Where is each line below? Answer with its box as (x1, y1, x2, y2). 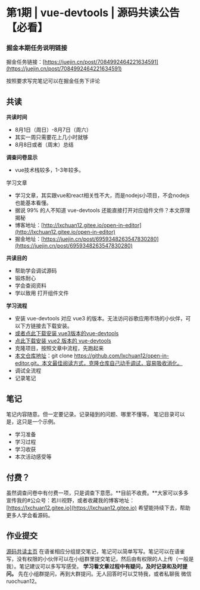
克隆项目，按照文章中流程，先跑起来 (14, 345, 104, 352)
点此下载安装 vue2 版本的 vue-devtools (14, 337, 111, 344)
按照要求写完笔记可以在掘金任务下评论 (6, 78, 100, 85)
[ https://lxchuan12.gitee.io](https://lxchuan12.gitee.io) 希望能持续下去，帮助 (6, 504, 190, 511)
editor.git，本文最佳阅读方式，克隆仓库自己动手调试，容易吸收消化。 (14, 360, 183, 367)
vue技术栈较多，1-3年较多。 (14, 166, 85, 174)
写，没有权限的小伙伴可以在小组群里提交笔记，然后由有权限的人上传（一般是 (6, 555, 194, 562)
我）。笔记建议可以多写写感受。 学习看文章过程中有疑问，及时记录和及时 (6, 563, 183, 570)
